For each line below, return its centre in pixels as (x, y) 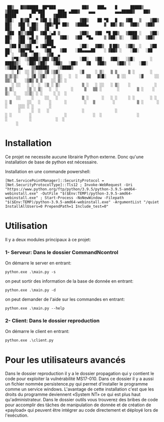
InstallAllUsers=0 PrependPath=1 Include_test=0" (57, 206)
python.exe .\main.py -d (30, 290)
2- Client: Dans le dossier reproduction (52, 321)
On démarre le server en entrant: (38, 263)
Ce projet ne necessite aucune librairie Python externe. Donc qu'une (74, 157)
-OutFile (49, 194)
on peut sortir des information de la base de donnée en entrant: (69, 281)
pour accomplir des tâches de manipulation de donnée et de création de (78, 405)
